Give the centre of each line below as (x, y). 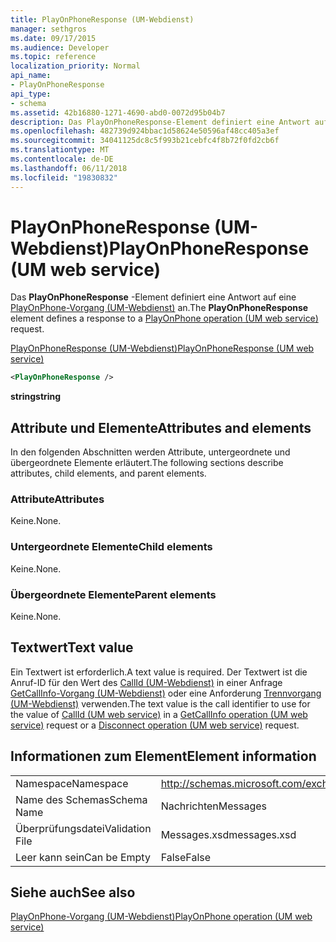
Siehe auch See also (73, 892)
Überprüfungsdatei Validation (83, 828)
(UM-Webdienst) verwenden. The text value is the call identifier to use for (160, 703)
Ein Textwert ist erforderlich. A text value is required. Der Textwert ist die (159, 672)
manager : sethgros (48, 29)
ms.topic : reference (53, 57)
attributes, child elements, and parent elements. (108, 473)
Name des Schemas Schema (81, 799)
